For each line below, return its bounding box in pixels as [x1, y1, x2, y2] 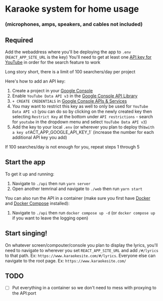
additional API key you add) [12, 134, 67, 140]
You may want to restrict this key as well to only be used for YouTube [12, 103, 148, 109]
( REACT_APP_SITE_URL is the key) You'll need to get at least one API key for [5, 54, 152, 60]
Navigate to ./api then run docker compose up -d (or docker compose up [12, 210, 156, 215]
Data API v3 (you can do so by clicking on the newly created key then [12, 108, 152, 114]
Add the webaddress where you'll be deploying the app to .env [5, 49, 131, 55]
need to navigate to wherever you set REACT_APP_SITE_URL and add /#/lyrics [5, 247, 159, 253]
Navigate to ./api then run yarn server [12, 180, 91, 186]
